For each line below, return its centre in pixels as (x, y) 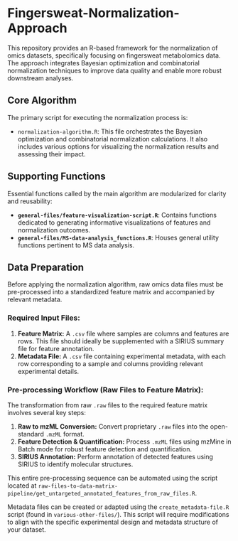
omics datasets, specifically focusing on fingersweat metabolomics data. (114, 55)
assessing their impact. (52, 154)
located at (22, 486)
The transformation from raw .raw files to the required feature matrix (108, 405)
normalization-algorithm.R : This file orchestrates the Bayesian (110, 131)
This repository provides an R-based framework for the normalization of (113, 48)
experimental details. (48, 371)
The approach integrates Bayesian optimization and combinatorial (104, 63)
